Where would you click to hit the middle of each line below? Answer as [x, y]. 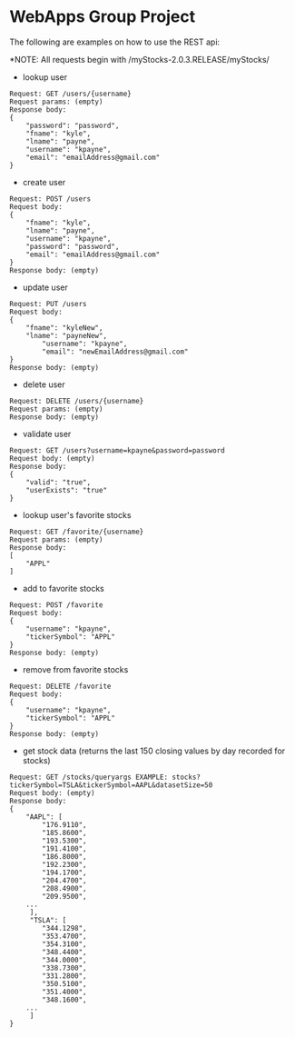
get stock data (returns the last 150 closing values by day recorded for [154, 751]
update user [45, 287]
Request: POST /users [50, 199]
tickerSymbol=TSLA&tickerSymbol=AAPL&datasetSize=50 [111, 785]
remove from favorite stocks [75, 669]
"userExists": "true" [66, 490]
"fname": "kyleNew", [64, 328]
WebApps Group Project [103, 17]
